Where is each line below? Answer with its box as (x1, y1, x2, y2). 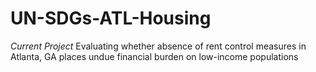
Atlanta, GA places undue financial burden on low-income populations (10, 50, 299, 62)
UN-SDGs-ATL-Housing (10, 7, 212, 30)
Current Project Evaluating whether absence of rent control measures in (10, 40, 307, 52)
